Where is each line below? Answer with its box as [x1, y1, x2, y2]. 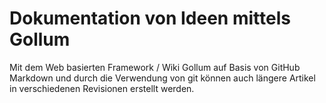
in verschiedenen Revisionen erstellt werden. [9, 82, 195, 94]
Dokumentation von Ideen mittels [9, 7, 291, 30]
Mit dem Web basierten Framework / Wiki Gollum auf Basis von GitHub [9, 61, 301, 73]
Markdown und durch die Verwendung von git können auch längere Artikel [9, 72, 316, 84]
